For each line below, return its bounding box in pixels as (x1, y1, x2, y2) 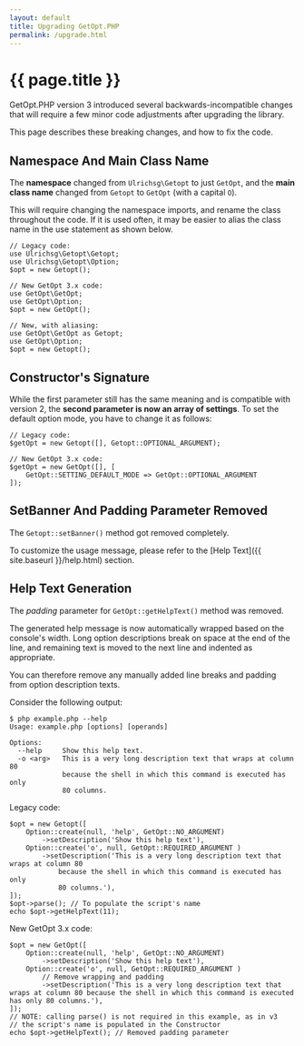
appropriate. (9, 651, 56, 662)
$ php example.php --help (9, 714, 107, 723)
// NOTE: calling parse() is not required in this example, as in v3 (9, 1011, 279, 1021)
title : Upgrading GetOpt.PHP (9, 22, 120, 31)
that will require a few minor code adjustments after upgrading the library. (9, 109, 285, 120)
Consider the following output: (9, 697, 123, 708)
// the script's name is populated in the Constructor (9, 1020, 221, 1029)
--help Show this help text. (17, 746, 144, 755)
